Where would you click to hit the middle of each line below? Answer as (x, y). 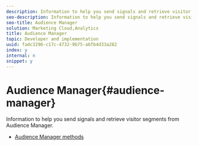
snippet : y (19, 61)
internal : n (21, 56)
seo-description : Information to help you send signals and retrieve (93, 17)
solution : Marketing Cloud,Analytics (52, 28)
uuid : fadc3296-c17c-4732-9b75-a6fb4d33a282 (62, 45)
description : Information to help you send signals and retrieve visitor (99, 12)
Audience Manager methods (49, 137)
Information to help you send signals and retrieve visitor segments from (93, 119)
